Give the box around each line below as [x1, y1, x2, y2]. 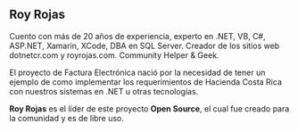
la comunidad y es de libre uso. [9, 112, 125, 123]
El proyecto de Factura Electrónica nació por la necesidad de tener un [9, 67, 266, 78]
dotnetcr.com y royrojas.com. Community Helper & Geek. [9, 49, 220, 61]
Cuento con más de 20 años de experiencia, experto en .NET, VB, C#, [9, 30, 266, 41]
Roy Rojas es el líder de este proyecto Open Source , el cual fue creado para [9, 103, 290, 114]
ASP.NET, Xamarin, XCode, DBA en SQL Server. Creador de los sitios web [9, 40, 280, 51]
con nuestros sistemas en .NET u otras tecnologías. [9, 86, 199, 96]
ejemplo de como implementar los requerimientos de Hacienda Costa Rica [9, 76, 283, 87]
